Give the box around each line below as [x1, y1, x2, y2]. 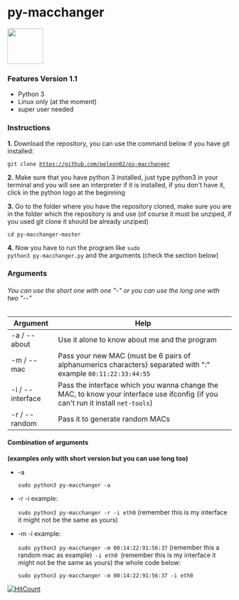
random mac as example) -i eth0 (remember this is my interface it [17, 550, 216, 559]
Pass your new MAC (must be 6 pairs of [58, 351, 191, 361]
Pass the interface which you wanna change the [58, 380, 218, 390]
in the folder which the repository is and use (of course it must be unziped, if [7, 210, 233, 218]
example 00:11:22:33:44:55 [58, 368, 151, 378]
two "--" [7, 294, 32, 303]
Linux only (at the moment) [17, 98, 97, 106]
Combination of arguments [7, 438, 89, 447]
